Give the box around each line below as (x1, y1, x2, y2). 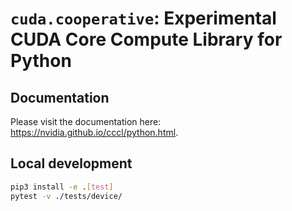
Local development (10, 155, 133, 172)
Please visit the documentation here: (10, 116, 162, 127)
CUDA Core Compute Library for (10, 28, 283, 51)
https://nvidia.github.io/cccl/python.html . (10, 127, 179, 138)
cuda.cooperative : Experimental (10, 7, 277, 30)
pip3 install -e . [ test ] (10, 182, 114, 192)
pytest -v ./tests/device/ (10, 191, 123, 201)
